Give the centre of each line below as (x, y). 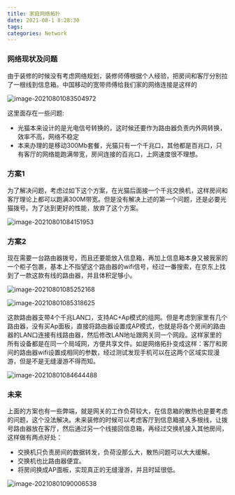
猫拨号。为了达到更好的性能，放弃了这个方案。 (74, 208)
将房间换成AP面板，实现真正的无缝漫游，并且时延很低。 (98, 470)
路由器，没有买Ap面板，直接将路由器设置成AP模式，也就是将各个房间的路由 (116, 326)
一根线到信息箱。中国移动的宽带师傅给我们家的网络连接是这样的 (105, 84)
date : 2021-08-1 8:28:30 (43, 20)
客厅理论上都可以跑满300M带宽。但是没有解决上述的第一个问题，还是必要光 (117, 199)
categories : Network (37, 33)
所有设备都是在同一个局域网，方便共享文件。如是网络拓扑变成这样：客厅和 (114, 344)
